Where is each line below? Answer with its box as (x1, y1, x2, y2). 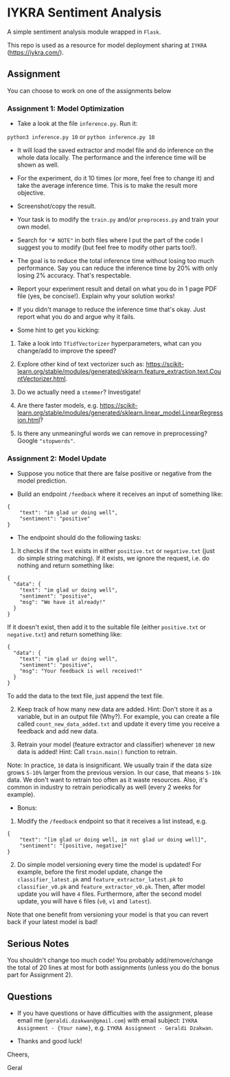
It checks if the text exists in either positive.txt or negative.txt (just (16, 547, 215, 555)
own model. (16, 222, 51, 231)
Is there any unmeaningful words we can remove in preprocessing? (16, 429, 208, 438)
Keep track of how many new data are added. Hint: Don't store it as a (16, 705, 213, 713)
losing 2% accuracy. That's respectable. (16, 271, 132, 280)
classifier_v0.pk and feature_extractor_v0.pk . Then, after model (16, 883, 205, 891)
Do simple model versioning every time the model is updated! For (16, 861, 202, 869)
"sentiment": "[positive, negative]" (19, 842, 128, 850)
